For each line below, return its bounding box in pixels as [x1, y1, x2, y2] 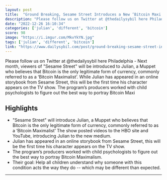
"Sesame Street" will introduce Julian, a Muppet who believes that [12, 117, 148, 123]
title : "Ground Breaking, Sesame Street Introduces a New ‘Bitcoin [5, 12, 150, 17]
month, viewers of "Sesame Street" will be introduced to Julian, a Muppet [5, 63, 156, 69]
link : [5, 44, 16, 49]
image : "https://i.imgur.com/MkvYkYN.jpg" [5, 35, 94, 40]
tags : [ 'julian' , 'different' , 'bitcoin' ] [5, 40, 94, 45]
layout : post [5, 7, 32, 12]
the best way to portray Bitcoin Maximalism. [12, 154, 102, 160]
